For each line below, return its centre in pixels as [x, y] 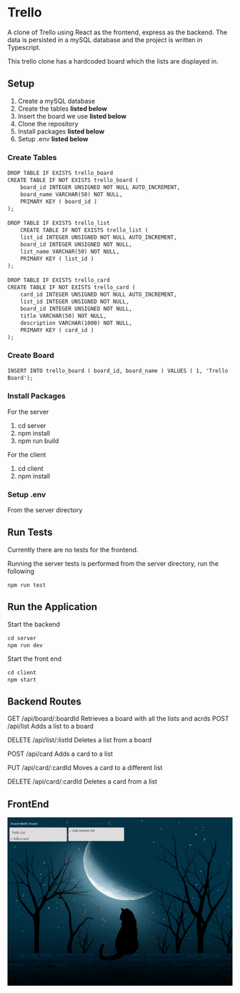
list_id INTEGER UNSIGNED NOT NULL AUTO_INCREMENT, [99, 238]
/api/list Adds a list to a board [51, 727]
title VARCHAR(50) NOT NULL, [64, 316]
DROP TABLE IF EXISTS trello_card [59, 280]
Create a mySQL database [56, 101]
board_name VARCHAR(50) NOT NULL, [71, 195]
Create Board [31, 355]
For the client [27, 454]
